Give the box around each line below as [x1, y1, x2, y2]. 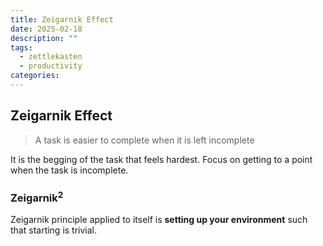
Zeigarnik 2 [10, 189, 64, 205]
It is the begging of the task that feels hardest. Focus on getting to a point [10, 153, 313, 165]
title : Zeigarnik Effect [10, 14, 114, 25]
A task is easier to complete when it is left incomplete [34, 134, 255, 146]
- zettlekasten [19, 52, 83, 62]
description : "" [10, 33, 78, 43]
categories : [10, 71, 60, 81]
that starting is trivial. [10, 224, 98, 236]
